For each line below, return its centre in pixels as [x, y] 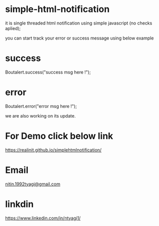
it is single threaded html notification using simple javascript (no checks [79, 23]
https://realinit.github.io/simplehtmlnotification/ [53, 150]
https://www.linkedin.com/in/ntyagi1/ [43, 218]
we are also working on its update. [40, 115]
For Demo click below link [59, 136]
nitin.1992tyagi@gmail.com [33, 184]
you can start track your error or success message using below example [79, 38]
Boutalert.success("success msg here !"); [48, 72]
